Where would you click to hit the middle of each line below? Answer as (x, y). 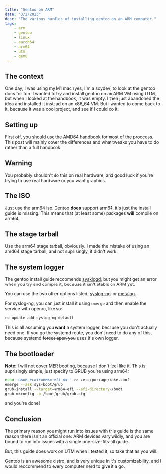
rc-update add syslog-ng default (40, 318)
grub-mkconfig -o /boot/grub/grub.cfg (45, 394)
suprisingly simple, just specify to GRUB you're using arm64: (67, 371)
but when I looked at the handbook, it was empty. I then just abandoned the (82, 99)
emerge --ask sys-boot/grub (34, 384)
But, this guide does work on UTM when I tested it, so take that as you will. (81, 451)
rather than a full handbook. (33, 147)
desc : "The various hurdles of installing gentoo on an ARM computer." (81, 19)
